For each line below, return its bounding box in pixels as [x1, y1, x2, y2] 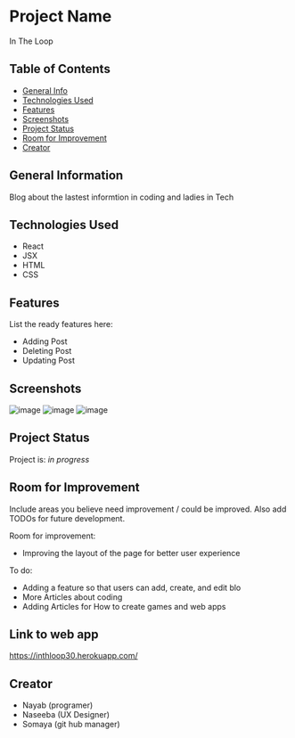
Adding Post [21, 336, 69, 347]
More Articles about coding [21, 591, 123, 603]
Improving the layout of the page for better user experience [21, 547, 241, 558]
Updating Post [21, 355, 76, 366]
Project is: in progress [9, 454, 90, 464]
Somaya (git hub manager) [21, 719, 120, 730]
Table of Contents [9, 61, 111, 77]
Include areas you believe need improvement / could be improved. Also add [9, 504, 287, 514]
